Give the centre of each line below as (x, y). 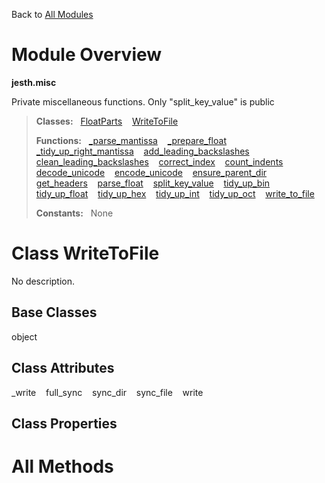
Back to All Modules (52, 14)
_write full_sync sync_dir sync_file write (107, 392)
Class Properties (64, 423)
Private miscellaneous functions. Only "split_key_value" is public (143, 101)
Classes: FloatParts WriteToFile (107, 121)
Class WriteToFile (85, 253)
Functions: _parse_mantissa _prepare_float (131, 140)
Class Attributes (63, 368)
